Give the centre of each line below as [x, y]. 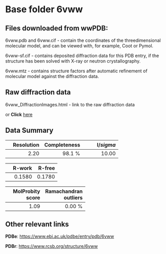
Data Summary [29, 131]
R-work [23, 168]
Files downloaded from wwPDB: [57, 28]
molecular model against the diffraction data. [52, 76]
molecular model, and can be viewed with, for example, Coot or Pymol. [79, 46]
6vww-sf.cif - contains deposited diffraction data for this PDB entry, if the [82, 55]
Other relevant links [37, 224]
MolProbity [27, 191]
